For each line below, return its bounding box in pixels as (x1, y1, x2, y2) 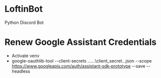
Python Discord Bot (4, 19, 44, 25)
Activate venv (11, 53, 40, 58)
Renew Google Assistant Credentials (4, 37, 157, 48)
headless (11, 68, 30, 74)
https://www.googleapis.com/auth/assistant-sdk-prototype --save (11, 63, 145, 69)
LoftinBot (4, 3, 43, 15)
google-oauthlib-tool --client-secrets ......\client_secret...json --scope (11, 58, 152, 64)
